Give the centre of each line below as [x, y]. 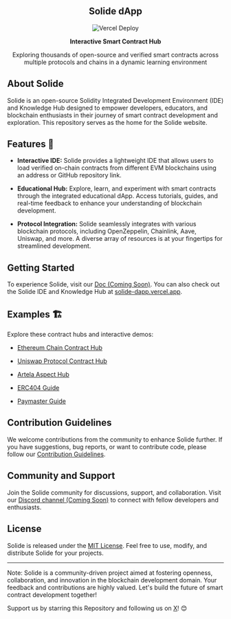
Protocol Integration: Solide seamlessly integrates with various [107, 224]
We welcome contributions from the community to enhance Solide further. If [115, 439]
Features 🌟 [31, 144]
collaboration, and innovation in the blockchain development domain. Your [112, 580]
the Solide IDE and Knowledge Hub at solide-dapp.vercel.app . [95, 292]
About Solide [35, 84]
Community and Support [61, 476]
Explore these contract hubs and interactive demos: [80, 335]
